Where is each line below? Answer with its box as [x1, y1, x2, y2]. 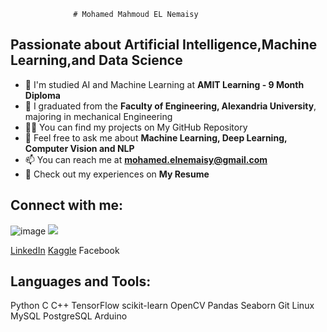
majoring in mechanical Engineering [24, 110, 173, 122]
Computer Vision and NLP [24, 142, 135, 154]
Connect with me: [10, 197, 124, 214]
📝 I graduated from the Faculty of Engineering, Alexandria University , [24, 100, 317, 112]
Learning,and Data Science [10, 52, 183, 69]
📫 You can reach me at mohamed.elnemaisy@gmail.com [24, 153, 268, 165]
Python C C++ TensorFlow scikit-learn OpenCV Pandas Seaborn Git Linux [10, 300, 315, 312]
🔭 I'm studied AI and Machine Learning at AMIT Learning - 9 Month [24, 78, 305, 90]
